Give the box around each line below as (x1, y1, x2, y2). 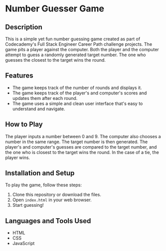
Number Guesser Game (5, 3, 105, 14)
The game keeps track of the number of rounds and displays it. (12, 84, 142, 90)
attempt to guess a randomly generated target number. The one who (5, 52, 146, 58)
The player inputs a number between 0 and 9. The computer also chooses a (5, 133, 161, 139)
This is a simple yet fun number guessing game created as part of (5, 36, 141, 42)
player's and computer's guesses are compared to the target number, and (5, 144, 157, 150)
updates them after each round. (12, 95, 78, 101)
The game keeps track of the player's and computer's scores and (12, 90, 147, 96)
